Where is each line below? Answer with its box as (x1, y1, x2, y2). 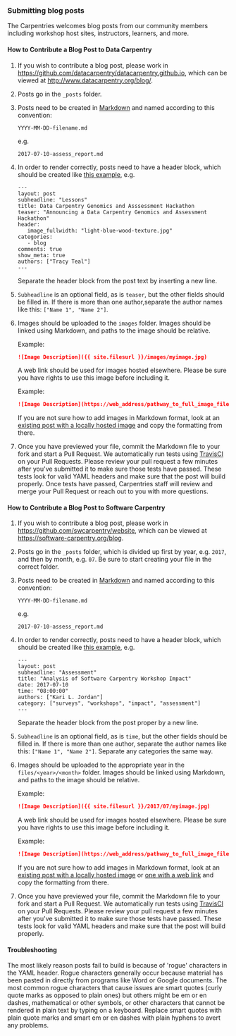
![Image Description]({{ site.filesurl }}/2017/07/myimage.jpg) (17, 803, 211, 810)
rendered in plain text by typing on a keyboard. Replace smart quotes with (7, 1006, 222, 1015)
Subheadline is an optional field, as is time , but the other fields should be (17, 732, 228, 741)
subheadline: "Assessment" (17, 669, 97, 677)
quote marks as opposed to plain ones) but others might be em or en (7, 991, 207, 999)
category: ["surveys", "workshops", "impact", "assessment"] (17, 700, 201, 707)
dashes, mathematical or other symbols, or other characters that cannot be (7, 999, 225, 1007)
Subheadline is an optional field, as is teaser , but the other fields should (17, 290, 225, 298)
